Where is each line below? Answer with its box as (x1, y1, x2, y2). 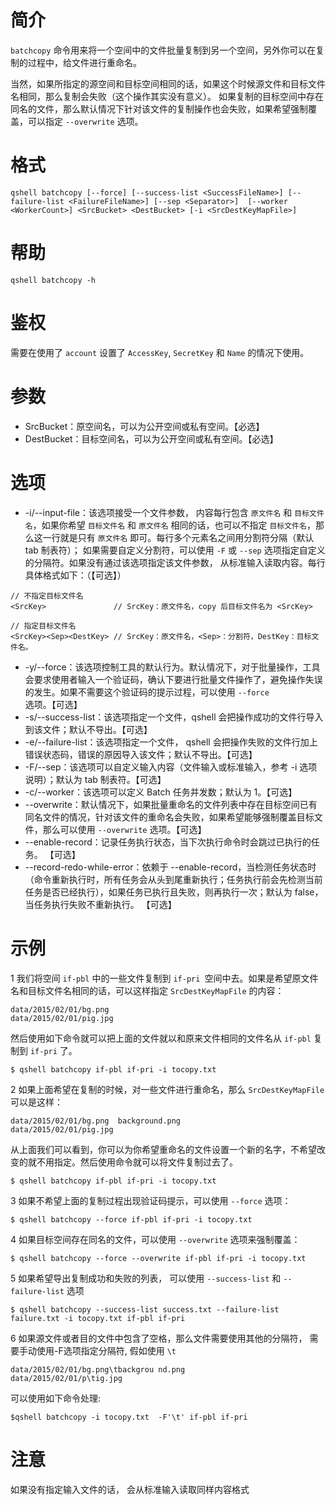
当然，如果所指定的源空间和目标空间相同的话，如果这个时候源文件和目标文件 (10, 77, 326, 90)
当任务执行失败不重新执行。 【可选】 (24, 898, 177, 910)
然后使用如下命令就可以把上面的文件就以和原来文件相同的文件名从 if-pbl (10, 1032, 312, 1044)
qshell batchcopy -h (10, 275, 97, 285)
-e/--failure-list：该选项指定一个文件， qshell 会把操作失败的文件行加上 (24, 736, 318, 748)
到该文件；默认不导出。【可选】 (24, 723, 153, 735)
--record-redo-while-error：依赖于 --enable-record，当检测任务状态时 (24, 861, 317, 873)
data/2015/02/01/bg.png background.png (10, 1116, 182, 1126)
